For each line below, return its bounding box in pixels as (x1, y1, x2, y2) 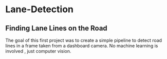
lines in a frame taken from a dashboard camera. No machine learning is (5, 43, 158, 49)
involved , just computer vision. (5, 48, 71, 54)
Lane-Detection (5, 4, 73, 15)
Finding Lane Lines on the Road (5, 24, 108, 33)
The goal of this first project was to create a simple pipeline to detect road (5, 37, 162, 43)
